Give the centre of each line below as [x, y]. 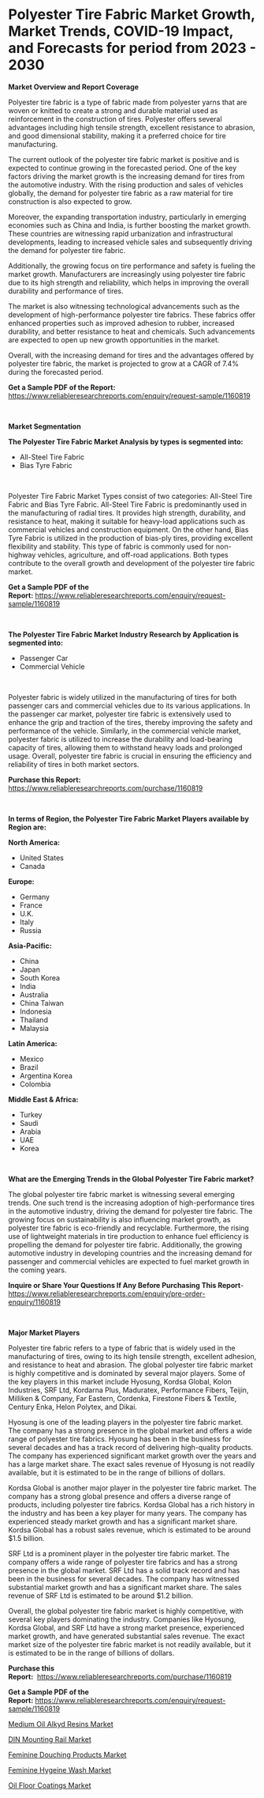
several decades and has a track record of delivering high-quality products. [131, 1447]
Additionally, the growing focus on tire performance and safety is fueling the [132, 266]
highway [22, 554]
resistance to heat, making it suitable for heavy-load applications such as [127, 521]
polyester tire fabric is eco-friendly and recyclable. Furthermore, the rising [129, 1228]
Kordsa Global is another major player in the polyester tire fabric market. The [132, 1487]
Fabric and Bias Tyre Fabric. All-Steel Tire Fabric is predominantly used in [127, 504]
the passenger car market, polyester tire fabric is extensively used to [120, 714]
